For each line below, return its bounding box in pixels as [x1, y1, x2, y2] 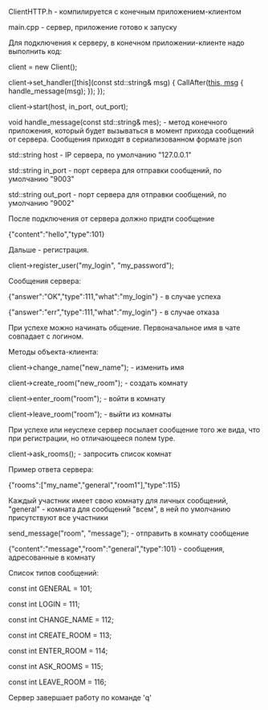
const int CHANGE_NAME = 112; [8, 615, 114, 624]
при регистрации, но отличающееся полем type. [8, 433, 176, 443]
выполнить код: [8, 47, 63, 55]
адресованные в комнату [8, 552, 96, 562]
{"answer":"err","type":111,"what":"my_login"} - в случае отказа [8, 307, 220, 317]
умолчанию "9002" [8, 199, 75, 207]
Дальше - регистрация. [8, 245, 90, 254]
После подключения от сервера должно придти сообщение [8, 214, 215, 224]
